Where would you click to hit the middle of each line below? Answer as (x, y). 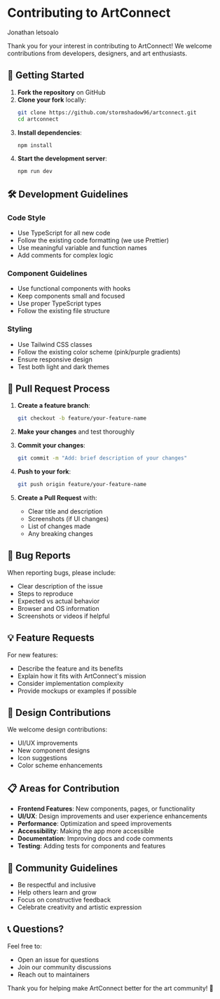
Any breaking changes (60, 533)
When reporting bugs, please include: (62, 572)
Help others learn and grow (57, 893)
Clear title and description (65, 511)
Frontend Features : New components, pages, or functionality (106, 809)
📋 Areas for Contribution (63, 788)
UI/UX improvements (48, 743)
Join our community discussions (64, 967)
